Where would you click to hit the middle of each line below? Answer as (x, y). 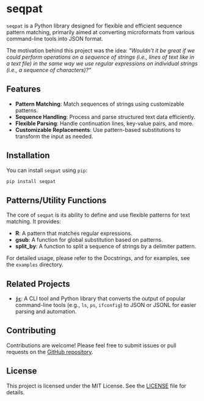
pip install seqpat (31, 181)
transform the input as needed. (54, 136)
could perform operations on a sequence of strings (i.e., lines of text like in (100, 57)
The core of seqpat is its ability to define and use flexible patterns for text (98, 215)
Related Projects (38, 284)
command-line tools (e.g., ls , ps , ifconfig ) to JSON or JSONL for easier (106, 305)
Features (24, 89)
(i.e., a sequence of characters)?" (49, 70)
